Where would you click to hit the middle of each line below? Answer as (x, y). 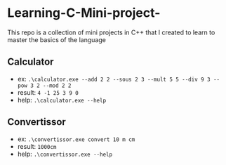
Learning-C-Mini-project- (84, 13)
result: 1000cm (37, 146)
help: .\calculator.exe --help (62, 100)
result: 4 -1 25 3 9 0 (48, 92)
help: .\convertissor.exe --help (65, 154)
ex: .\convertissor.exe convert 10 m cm (76, 139)
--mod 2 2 (57, 86)
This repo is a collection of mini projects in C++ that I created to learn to (111, 32)
